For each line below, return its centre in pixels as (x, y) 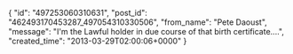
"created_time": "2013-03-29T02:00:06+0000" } (98, 41)
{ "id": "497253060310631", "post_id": (78, 13)
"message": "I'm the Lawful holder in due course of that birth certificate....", (146, 31)
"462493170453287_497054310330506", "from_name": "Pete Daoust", (138, 22)
